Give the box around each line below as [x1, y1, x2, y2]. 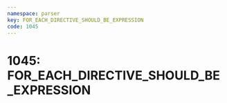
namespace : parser [7, 10, 60, 17]
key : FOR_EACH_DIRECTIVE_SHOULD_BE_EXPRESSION [7, 17, 144, 24]
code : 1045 [7, 23, 39, 30]
